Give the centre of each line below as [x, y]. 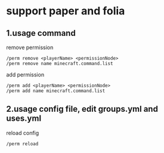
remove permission [30, 47]
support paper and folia [66, 11]
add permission [25, 75]
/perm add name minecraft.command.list [56, 91]
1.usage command [41, 33]
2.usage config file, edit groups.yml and [82, 109]
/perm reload [22, 144]
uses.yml [24, 119]
